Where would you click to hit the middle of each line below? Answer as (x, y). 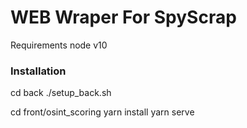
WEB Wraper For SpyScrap (123, 17)
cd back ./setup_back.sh (61, 93)
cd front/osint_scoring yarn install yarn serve (102, 112)
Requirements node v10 (59, 45)
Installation (38, 71)
